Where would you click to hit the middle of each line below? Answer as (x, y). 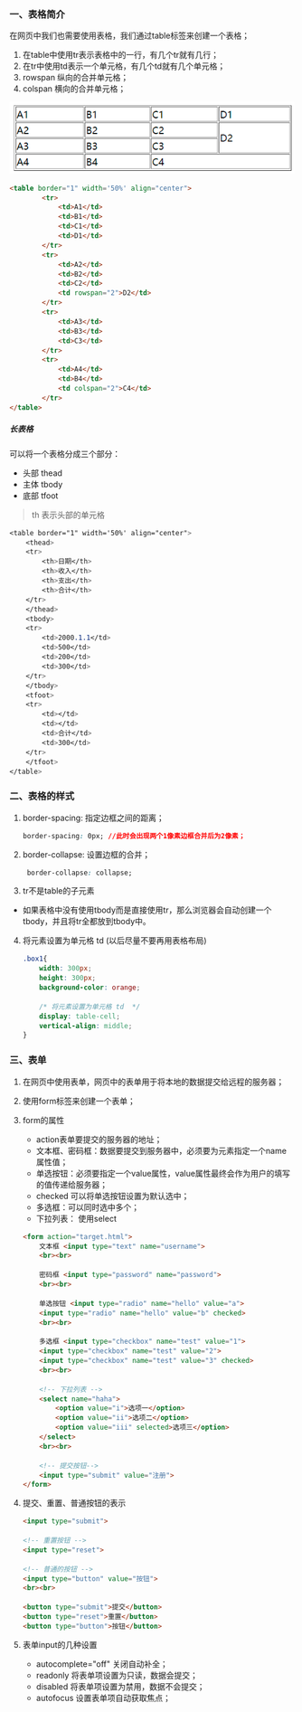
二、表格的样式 (42, 796)
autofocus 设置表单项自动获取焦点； (104, 1698)
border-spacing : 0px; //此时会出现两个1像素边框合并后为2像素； (134, 836)
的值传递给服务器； (72, 1184)
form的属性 (43, 1120)
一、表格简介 (38, 14)
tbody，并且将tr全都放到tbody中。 (86, 922)
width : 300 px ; (66, 969)
